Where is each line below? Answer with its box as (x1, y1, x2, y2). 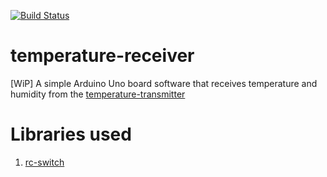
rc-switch (24, 156, 65, 168)
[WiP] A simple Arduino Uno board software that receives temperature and (10, 77, 318, 89)
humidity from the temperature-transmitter (10, 88, 186, 100)
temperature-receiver (10, 45, 195, 67)
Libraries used (10, 123, 132, 146)
